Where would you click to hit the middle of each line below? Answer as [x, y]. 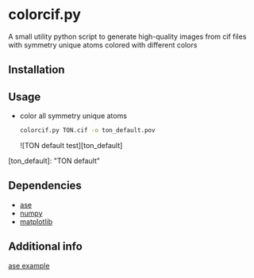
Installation [37, 70]
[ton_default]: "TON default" [54, 161]
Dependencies [45, 186]
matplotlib [36, 221]
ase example [29, 265]
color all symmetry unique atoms [73, 116]
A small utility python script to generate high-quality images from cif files [127, 36]
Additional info [46, 247]
